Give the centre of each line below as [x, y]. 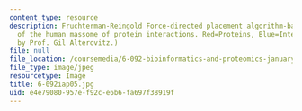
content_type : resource [54, 17]
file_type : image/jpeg [52, 68]
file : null [30, 51]
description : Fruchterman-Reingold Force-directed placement [126, 26]
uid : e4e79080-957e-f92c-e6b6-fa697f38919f [92, 92]
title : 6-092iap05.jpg [52, 84]
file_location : [38, 59]
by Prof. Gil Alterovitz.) [68, 43]
